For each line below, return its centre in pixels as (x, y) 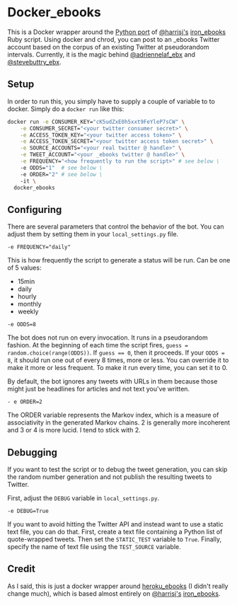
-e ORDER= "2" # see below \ (61, 174)
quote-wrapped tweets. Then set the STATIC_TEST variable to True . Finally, (114, 539)
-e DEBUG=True (28, 511)
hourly (27, 296)
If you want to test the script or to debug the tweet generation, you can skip (117, 469)
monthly (29, 304)
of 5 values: (24, 268)
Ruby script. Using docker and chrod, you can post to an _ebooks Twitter (114, 39)
